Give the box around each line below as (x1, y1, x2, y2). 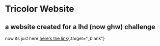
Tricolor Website (5, 3, 75, 15)
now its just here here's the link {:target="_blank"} (5, 35, 105, 41)
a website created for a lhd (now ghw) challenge (5, 23, 156, 31)
